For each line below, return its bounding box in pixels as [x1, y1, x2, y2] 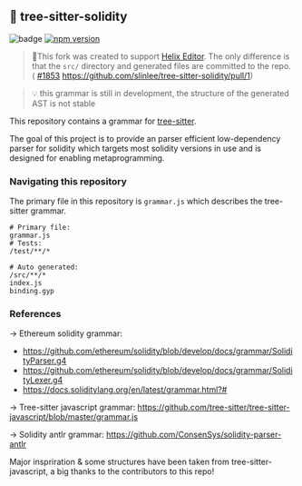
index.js [9, 279, 43, 288]
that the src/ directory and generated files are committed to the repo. [31, 60, 292, 71]
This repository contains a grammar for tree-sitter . [9, 115, 197, 126]
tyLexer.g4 [22, 374, 63, 386]
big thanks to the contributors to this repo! [56, 466, 215, 477]
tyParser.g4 [22, 355, 67, 366]
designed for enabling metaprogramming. [9, 152, 165, 164]
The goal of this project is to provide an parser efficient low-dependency [9, 133, 281, 144]
